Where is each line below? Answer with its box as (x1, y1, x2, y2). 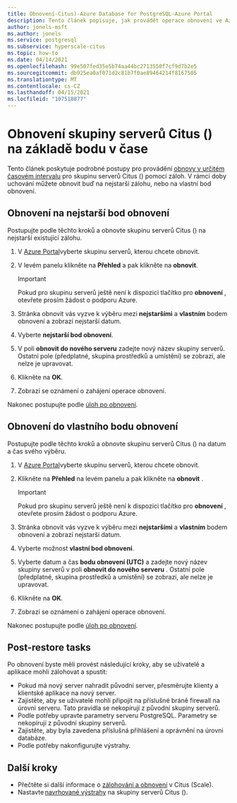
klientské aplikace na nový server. (17, 689, 116, 697)
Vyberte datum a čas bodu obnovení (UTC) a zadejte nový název (17, 557, 208, 566)
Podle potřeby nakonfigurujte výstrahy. (17, 742, 131, 750)
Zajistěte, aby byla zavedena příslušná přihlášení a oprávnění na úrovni (17, 726, 224, 735)
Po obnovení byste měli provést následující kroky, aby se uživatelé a (7, 660, 205, 669)
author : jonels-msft (7, 23, 68, 30)
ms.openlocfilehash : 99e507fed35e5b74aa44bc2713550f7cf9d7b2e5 (7, 63, 197, 70)
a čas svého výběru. (7, 447, 66, 455)
